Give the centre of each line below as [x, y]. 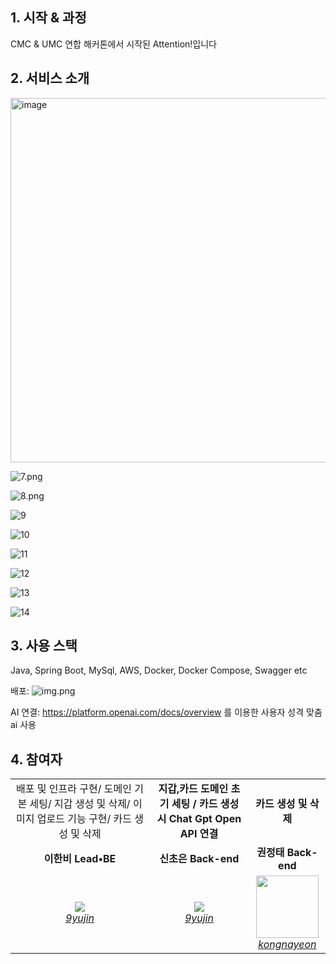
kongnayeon [287, 945]
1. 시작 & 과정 [48, 18]
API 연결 [199, 834]
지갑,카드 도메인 [193, 789]
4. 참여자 [36, 759]
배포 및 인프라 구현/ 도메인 [74, 789]
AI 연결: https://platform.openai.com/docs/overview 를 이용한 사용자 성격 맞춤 [166, 712]
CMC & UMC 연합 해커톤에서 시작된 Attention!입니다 [113, 44]
